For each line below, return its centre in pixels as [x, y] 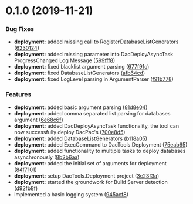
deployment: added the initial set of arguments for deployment [90, 163]
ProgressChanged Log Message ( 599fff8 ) [65, 60]
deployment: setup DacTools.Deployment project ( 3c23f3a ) [87, 176]
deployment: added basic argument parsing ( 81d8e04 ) [81, 107]
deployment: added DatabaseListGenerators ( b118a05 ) [81, 138]
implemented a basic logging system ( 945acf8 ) [71, 194]
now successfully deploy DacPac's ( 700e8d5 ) [70, 132]
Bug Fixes [20, 29]
